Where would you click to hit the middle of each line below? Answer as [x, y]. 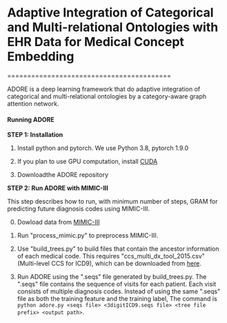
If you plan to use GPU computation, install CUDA [87, 161]
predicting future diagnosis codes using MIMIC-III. [79, 209]
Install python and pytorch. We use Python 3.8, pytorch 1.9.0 [103, 148]
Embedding [41, 57]
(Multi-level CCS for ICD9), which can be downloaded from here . [109, 264]
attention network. [33, 103]
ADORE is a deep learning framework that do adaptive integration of [104, 89]
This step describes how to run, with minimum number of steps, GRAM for [112, 202]
